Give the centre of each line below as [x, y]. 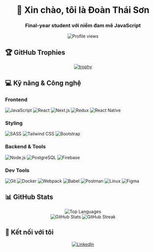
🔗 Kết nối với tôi [29, 232]
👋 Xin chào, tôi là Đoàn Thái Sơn [83, 10]
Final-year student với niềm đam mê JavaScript [83, 26]
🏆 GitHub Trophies [35, 52]
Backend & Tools [25, 147]
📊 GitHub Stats [29, 197]
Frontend [16, 99]
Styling [14, 123]
